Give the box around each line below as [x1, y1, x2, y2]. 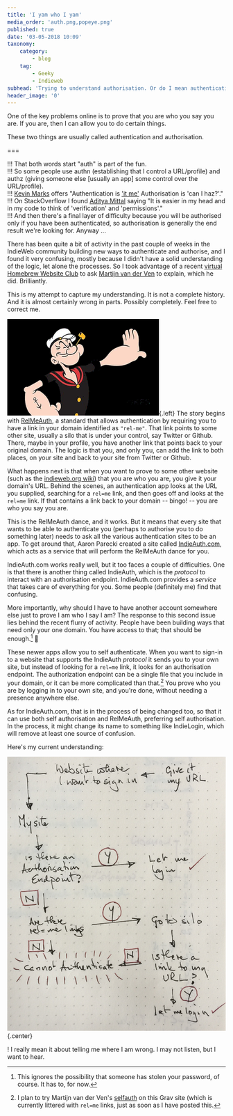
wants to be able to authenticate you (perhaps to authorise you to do [7, 525, 203, 533]
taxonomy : [7, 40, 36, 48]
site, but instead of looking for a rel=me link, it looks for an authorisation [7, 662, 212, 671]
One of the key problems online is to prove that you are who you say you [7, 112, 214, 120]
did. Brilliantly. [7, 277, 48, 285]
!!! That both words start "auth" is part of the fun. [7, 160, 147, 168]
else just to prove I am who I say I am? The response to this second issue [7, 611, 216, 620]
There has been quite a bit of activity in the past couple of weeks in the [7, 240, 210, 249]
